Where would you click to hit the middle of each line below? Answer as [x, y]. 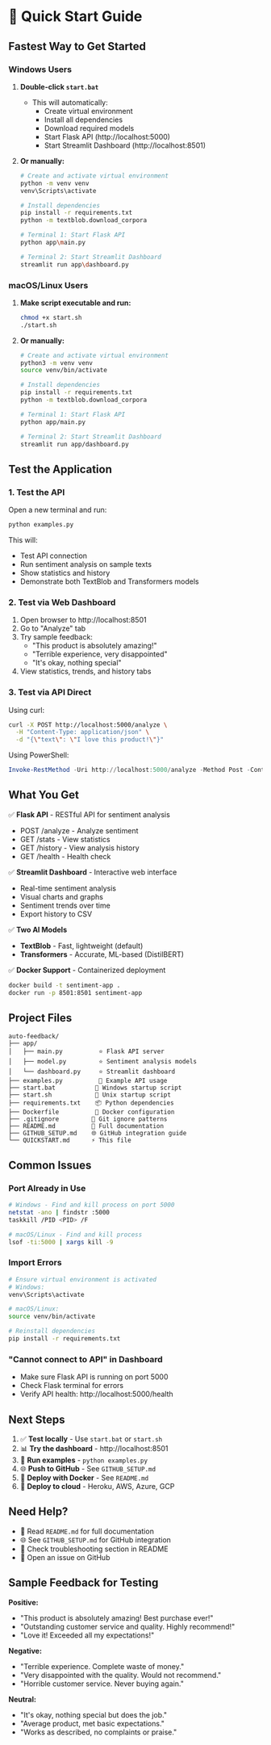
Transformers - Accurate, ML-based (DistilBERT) [102, 954]
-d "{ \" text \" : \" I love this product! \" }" [90, 740]
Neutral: [22, 1699]
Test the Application [60, 469]
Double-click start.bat [59, 86]
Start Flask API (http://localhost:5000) [107, 136]
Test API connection [53, 556]
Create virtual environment [88, 111]
